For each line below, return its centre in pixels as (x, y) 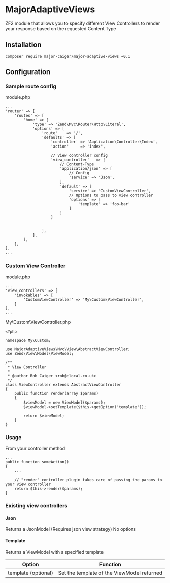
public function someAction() (37, 462)
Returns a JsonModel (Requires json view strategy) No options (71, 529)
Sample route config (31, 86)
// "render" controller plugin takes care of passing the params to (88, 480)
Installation (23, 45)
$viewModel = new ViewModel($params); (64, 402)
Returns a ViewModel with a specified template (55, 552)
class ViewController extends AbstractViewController (63, 385)
